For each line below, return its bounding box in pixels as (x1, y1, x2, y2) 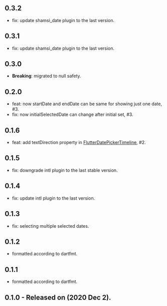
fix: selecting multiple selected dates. (12, 223, 89, 229)
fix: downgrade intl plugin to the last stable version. (12, 167, 118, 173)
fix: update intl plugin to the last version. (12, 195, 95, 201)
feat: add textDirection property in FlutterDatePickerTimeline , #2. (12, 139, 146, 145)
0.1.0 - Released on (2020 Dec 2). (5, 293, 111, 301)
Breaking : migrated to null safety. (12, 73, 81, 79)
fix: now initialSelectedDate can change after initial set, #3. (12, 111, 133, 117)
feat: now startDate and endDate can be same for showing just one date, (12, 101, 162, 107)
